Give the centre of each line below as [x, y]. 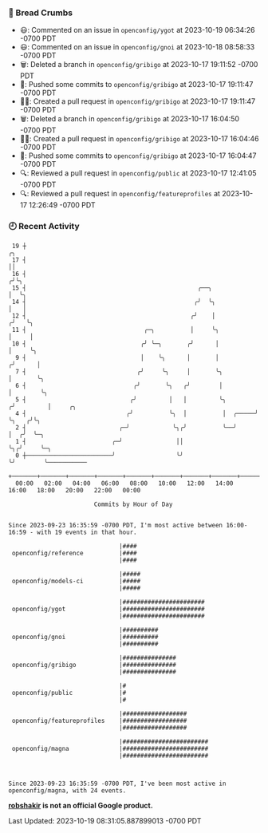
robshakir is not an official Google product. [81, 805]
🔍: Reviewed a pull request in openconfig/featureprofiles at [120, 194]
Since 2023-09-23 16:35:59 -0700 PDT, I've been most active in [117, 784]
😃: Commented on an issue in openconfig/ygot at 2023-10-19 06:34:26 [137, 30]
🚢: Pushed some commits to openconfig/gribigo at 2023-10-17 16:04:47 [138, 156]
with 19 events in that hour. [87, 532]
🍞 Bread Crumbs [41, 13]
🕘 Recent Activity [44, 227]
